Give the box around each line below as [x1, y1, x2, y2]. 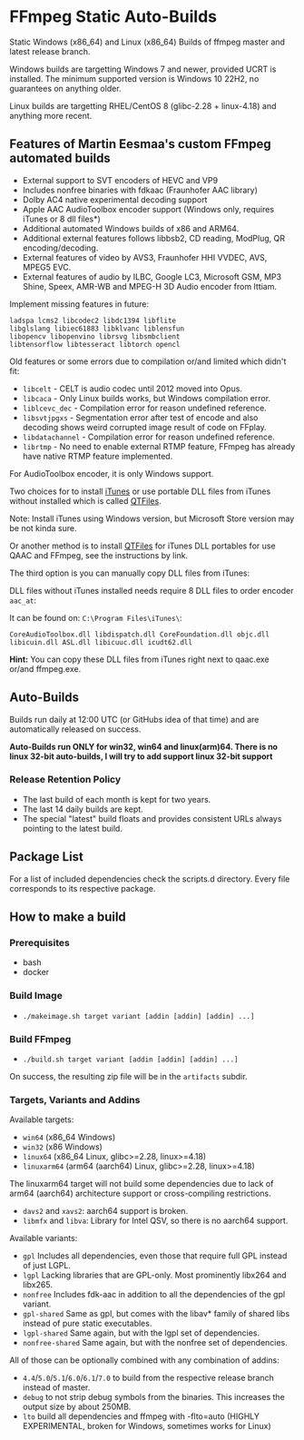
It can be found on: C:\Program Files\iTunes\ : [9, 612, 183, 623]
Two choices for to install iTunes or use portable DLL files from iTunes [9, 486, 271, 497]
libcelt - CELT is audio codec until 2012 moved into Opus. [22, 383, 243, 394]
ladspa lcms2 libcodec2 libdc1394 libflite [9, 316, 177, 325]
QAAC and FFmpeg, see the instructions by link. [9, 549, 189, 560]
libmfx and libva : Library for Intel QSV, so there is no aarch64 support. [22, 1215, 289, 1227]
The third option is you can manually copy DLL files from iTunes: [9, 567, 250, 578]
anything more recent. [9, 110, 93, 121]
